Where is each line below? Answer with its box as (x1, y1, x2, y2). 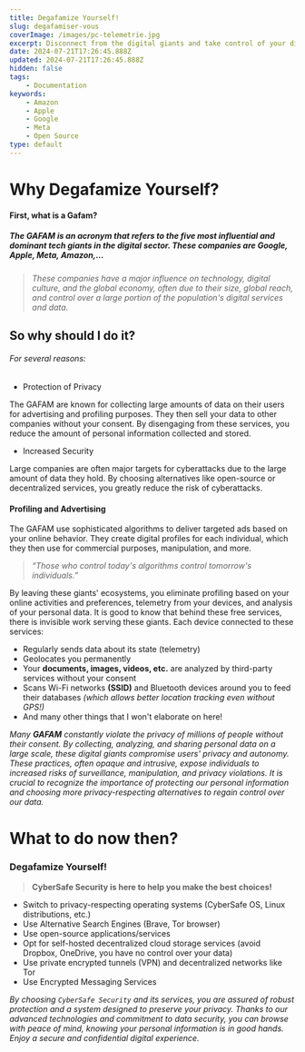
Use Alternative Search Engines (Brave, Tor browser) (22, 918, 221, 929)
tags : (9, 73, 30, 82)
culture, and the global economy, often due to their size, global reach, (31, 283, 293, 293)
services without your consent (22, 673, 137, 684)
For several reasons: (9, 353, 86, 364)
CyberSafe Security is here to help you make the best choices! (31, 881, 272, 892)
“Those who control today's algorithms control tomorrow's (31, 561, 252, 571)
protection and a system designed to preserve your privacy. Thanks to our (9, 1003, 289, 1014)
